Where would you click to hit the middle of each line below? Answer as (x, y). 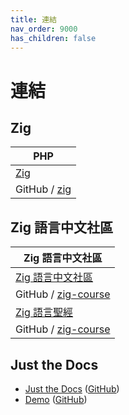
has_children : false (53, 38)
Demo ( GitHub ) (56, 399)
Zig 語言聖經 (44, 313)
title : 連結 (33, 19)
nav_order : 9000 (44, 29)
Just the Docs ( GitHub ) (72, 389)
